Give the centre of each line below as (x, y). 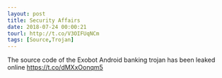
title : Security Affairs (44, 20)
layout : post (27, 14)
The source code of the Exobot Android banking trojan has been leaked (111, 60)
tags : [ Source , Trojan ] (41, 40)
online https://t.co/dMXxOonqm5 (55, 67)
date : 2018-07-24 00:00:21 (47, 27)
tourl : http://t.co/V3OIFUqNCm (53, 33)
